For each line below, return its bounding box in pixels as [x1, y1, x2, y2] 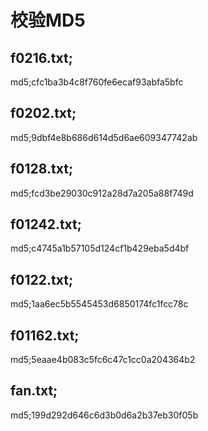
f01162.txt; [10, 327, 80, 344]
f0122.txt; [10, 271, 74, 288]
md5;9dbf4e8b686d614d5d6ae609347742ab [10, 131, 198, 143]
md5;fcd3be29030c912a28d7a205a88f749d [10, 187, 194, 199]
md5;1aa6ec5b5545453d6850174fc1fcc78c [10, 298, 189, 310]
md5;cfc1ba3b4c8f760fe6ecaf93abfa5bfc [10, 76, 184, 88]
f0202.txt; [10, 105, 77, 122]
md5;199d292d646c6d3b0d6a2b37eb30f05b [10, 409, 199, 421]
